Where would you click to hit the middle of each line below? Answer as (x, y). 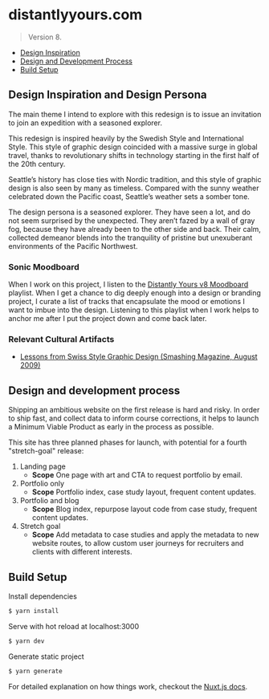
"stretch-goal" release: (46, 451)
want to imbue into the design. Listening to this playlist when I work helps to (134, 310)
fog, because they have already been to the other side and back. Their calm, (134, 229)
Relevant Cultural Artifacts (61, 339)
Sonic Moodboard (44, 266)
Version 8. (45, 37)
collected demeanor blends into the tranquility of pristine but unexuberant (130, 238)
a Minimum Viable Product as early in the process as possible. (111, 427)
